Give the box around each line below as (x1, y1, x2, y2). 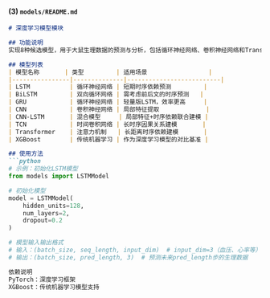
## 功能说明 (8, 39, 44, 47)
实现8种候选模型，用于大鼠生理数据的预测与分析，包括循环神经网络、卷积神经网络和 (8, 46, 245, 54)
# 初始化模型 (8, 186, 46, 194)
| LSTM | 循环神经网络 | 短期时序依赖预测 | (8, 83, 207, 92)
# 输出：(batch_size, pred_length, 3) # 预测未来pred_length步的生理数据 (8, 253, 248, 261)
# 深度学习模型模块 (8, 24, 64, 32)
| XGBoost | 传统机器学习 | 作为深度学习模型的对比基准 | (8, 135, 209, 144)
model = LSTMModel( (8, 194, 74, 202)
